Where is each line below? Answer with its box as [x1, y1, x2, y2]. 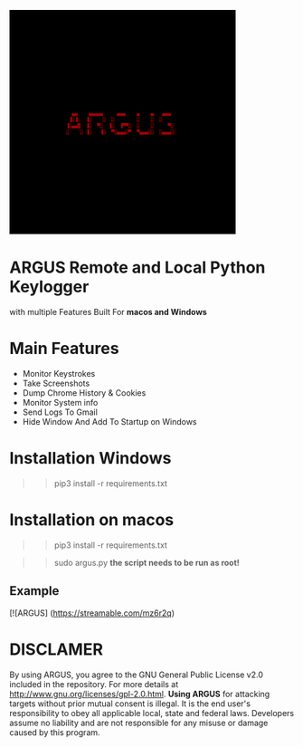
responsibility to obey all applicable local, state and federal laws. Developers [9, 707, 295, 718]
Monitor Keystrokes [22, 368, 96, 378]
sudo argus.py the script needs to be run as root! [53, 557, 240, 568]
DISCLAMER [9, 639, 104, 659]
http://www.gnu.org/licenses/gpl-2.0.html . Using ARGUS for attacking [9, 688, 270, 699]
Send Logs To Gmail [22, 407, 98, 417]
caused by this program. [9, 726, 101, 738]
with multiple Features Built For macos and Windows [9, 306, 208, 317]
